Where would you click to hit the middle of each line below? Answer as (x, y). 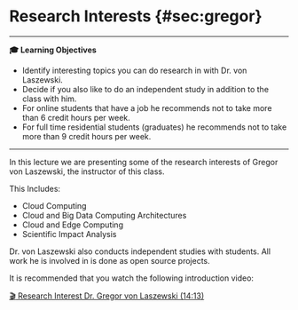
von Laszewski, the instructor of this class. (87, 171)
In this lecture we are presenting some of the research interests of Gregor (144, 162)
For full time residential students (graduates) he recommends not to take (154, 127)
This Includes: (35, 188)
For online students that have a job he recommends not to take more (147, 107)
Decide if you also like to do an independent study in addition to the (145, 89)
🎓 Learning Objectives (53, 50)
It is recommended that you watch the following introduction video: (132, 278)
